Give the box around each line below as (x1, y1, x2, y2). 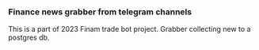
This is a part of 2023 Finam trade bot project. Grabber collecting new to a (8, 25, 251, 34)
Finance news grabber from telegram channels (8, 6, 192, 17)
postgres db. (8, 33, 50, 42)
